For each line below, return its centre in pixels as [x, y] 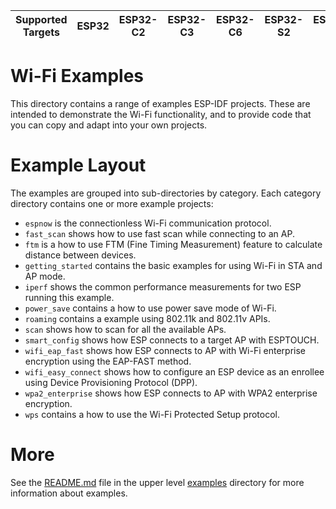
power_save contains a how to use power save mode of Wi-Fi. [150, 308]
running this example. [69, 297]
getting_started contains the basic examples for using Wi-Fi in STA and [173, 265]
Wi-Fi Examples [77, 76]
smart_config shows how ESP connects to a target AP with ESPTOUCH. [172, 340]
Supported [41, 19]
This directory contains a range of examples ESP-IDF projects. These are [160, 103]
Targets [41, 32]
